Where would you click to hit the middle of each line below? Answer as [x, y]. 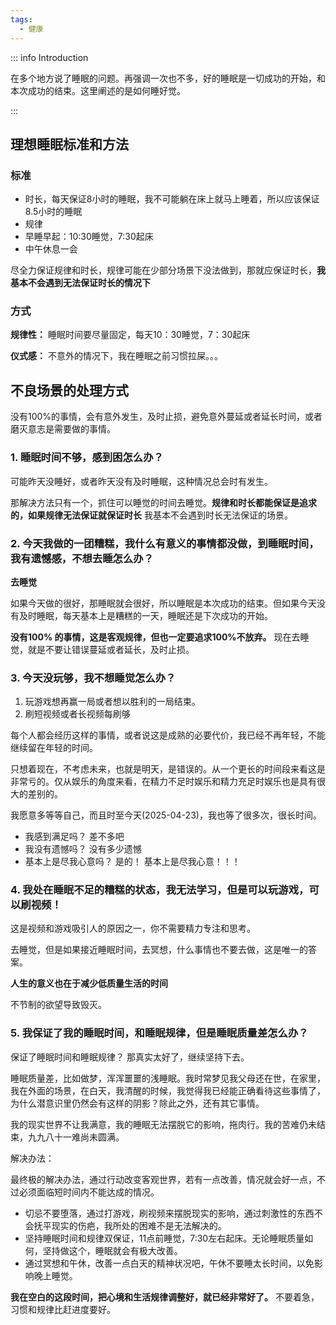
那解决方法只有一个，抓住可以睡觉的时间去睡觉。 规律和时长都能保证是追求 [163, 502]
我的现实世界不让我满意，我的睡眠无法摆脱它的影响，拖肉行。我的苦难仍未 [163, 1124]
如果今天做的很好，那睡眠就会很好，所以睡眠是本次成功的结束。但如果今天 [163, 603]
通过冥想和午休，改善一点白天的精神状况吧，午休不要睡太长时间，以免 [169, 1263]
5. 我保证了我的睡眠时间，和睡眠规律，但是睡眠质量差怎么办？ [159, 1033]
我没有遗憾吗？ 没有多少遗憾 [83, 849]
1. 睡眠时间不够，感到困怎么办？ [87, 458]
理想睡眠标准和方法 [69, 144]
